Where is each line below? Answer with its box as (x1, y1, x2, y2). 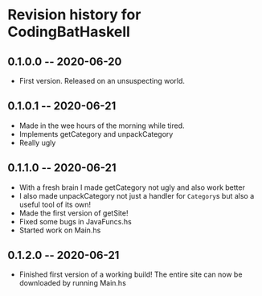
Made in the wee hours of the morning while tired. (18, 121, 186, 130)
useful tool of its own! (18, 199, 92, 209)
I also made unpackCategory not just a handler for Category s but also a (18, 191, 255, 200)
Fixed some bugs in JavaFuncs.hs (18, 216, 132, 226)
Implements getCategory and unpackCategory (18, 129, 174, 138)
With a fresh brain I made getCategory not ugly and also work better (18, 183, 246, 192)
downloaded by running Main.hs (18, 278, 126, 288)
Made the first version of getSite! (18, 208, 129, 218)
